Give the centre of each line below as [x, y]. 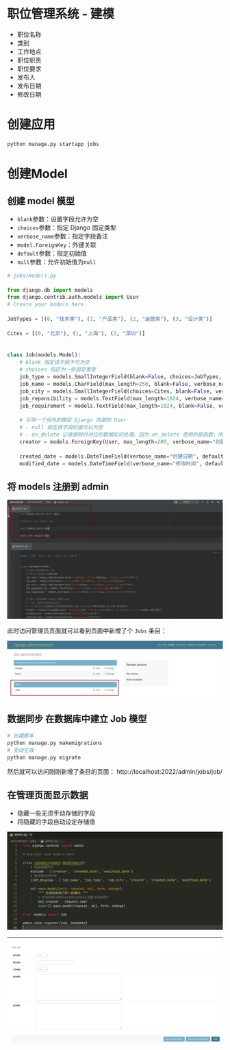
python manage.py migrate [44, 757]
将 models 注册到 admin [58, 486]
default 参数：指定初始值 [52, 253]
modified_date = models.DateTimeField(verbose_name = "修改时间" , [111, 463]
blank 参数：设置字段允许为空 [58, 219]
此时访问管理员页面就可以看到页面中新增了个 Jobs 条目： [87, 631]
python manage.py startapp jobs [53, 144]
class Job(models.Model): [44, 355]
